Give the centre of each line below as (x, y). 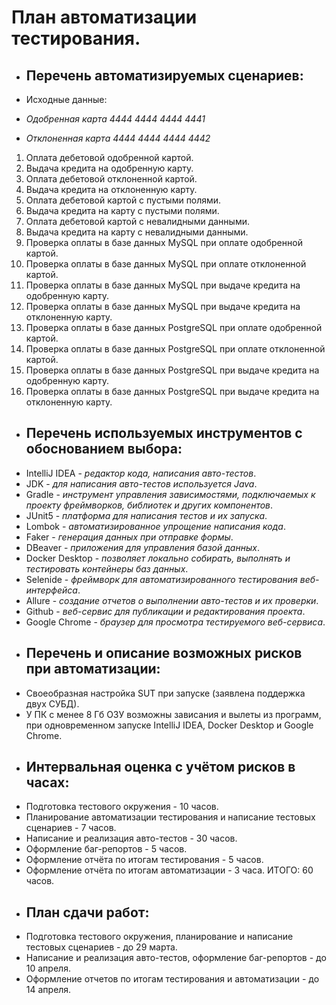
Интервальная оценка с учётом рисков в (160, 767)
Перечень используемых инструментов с (164, 433)
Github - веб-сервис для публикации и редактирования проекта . (165, 611)
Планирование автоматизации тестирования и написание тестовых (170, 817)
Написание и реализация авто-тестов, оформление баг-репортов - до (176, 958)
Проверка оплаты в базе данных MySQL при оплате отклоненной (166, 264)
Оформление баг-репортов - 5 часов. (106, 849)
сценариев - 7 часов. (71, 828)
